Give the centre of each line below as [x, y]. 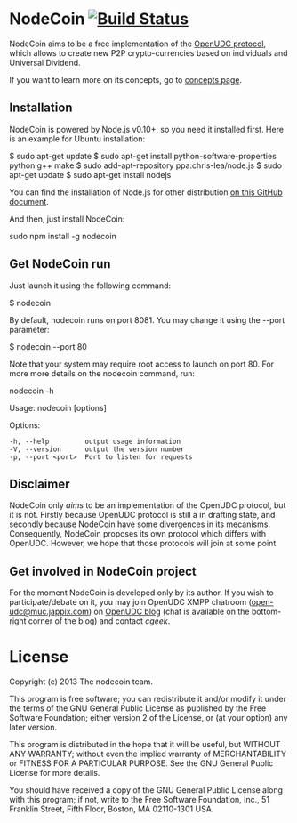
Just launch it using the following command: [90, 286]
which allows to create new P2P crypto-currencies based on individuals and [148, 52]
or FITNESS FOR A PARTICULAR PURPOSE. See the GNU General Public [141, 763]
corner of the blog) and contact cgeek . [99, 621]
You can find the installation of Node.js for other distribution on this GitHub [146, 192]
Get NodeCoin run [60, 264]
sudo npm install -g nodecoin [63, 236]
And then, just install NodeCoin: [67, 219]
